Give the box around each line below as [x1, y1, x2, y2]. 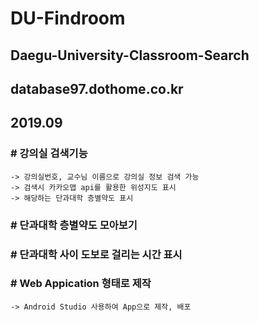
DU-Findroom [10, 7, 126, 30]
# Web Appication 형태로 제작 [10, 277, 152, 291]
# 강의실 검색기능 [10, 147, 88, 161]
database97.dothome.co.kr [10, 80, 184, 97]
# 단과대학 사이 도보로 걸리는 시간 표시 [10, 247, 183, 261]
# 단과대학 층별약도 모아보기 [10, 218, 138, 232]
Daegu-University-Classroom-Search [10, 47, 250, 64]
